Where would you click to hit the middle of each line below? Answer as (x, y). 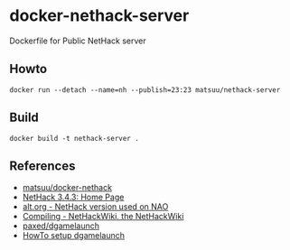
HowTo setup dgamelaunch (73, 236)
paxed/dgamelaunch (61, 226)
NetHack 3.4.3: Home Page (73, 197)
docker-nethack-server (99, 16)
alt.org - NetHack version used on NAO (95, 207)
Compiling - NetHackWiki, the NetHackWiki (103, 217)
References (42, 166)
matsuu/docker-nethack (67, 188)
